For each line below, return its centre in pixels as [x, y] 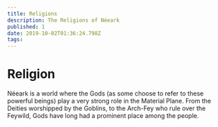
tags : [15, 40]
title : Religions [32, 14]
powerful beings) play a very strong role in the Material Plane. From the [109, 101]
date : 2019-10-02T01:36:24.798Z [54, 33]
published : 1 [26, 27]
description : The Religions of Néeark [63, 20]
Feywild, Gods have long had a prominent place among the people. [103, 116]
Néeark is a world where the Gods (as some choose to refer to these [106, 94]
